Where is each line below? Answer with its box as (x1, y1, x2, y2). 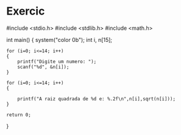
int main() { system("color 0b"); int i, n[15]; (6, 36, 113, 43)
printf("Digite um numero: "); (17, 58, 97, 64)
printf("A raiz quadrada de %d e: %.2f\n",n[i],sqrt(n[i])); (17, 95, 176, 102)
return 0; (6, 111, 32, 118)
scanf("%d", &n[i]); (17, 64, 69, 70)
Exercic (6, 4, 45, 18)
